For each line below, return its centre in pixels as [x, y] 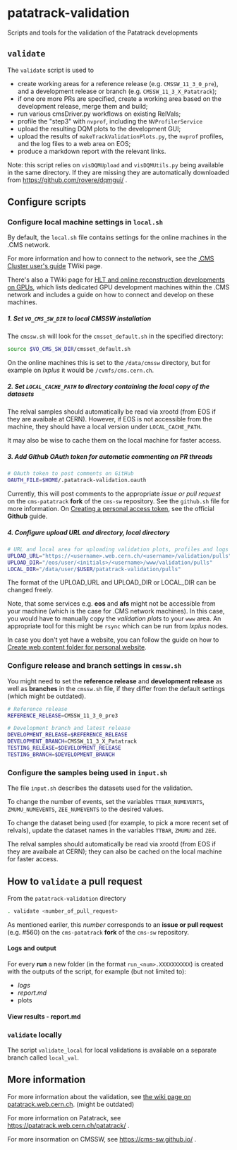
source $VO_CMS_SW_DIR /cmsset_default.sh [69, 349]
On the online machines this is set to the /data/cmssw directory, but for [109, 363]
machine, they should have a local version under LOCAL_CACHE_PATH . [105, 427]
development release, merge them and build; [83, 106]
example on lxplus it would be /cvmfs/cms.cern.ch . [81, 370]
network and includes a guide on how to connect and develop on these [110, 295]
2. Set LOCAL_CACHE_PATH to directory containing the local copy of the [109, 386]
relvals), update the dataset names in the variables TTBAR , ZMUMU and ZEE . [112, 830]
